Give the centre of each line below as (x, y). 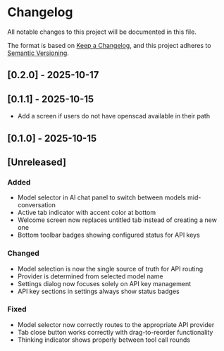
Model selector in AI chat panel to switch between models (102, 197)
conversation (37, 205)
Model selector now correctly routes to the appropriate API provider (116, 324)
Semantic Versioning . (38, 53)
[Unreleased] (37, 162)
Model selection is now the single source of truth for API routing (110, 269)
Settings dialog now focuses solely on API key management (104, 283)
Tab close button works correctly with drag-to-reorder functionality (115, 332)
